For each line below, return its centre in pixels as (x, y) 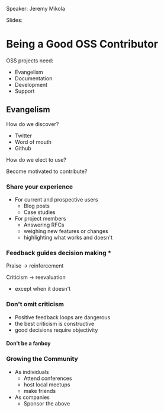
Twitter (23, 136)
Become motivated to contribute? (47, 171)
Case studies (39, 212)
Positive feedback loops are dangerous (62, 317)
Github (23, 148)
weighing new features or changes (66, 231)
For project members (40, 219)
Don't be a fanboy (28, 344)
